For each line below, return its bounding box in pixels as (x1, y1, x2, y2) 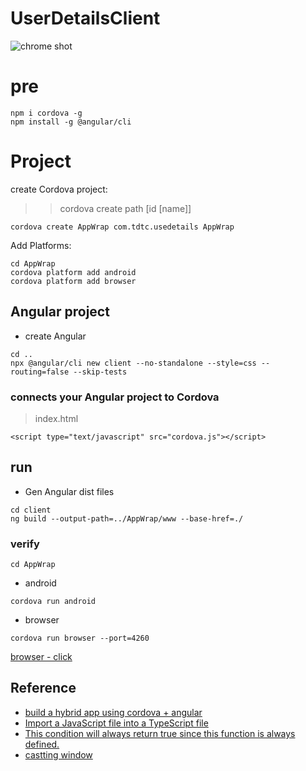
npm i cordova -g (10, 108, 83, 118)
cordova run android (10, 597, 97, 607)
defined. (24, 738, 60, 750)
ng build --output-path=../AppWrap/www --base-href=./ (10, 513, 244, 524)
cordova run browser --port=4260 (10, 633, 150, 644)
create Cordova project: (10, 183, 108, 195)
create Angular (24, 330, 87, 342)
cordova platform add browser (10, 276, 137, 286)
